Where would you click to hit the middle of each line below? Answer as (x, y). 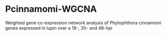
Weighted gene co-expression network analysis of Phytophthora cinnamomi (83, 23)
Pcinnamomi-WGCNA (51, 9)
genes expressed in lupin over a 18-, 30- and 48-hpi (59, 28)
